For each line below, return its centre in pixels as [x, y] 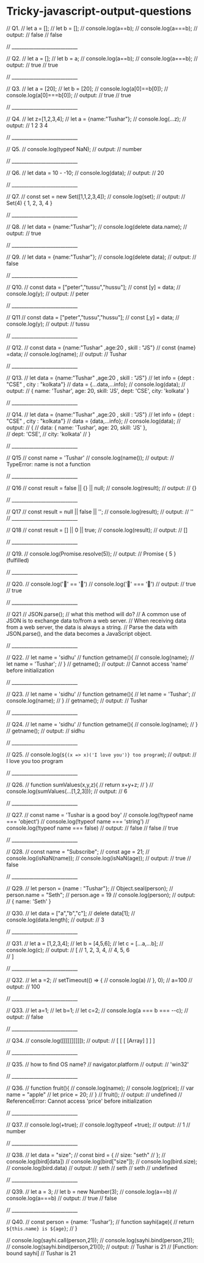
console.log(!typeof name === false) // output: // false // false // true [92, 828]
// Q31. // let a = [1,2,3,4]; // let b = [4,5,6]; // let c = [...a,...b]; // [85, 943]
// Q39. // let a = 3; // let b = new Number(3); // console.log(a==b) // [92, 1191]
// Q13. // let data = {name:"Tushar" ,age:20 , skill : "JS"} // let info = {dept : [100, 378]
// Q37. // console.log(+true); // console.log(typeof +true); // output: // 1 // [98, 1125]
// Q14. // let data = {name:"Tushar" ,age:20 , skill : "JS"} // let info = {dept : [100, 414]
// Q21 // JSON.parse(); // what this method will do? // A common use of [96, 614]
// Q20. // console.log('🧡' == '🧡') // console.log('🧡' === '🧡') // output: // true [101, 584]
